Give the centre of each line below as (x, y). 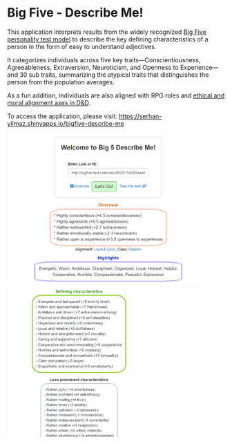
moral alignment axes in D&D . (49, 102)
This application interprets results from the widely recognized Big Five (107, 32)
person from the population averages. (61, 82)
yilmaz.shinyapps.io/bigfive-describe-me (66, 123)
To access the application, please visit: (62, 116)
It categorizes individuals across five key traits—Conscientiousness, (104, 59)
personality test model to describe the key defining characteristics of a (108, 39)
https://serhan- (140, 116)
